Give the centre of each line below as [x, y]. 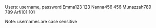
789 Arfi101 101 [20, 12]
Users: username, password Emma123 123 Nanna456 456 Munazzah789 [78, 7]
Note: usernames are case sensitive [41, 21]
